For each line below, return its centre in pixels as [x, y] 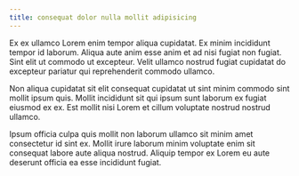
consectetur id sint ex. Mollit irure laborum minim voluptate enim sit [132, 143]
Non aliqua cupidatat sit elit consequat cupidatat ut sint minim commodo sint [149, 88]
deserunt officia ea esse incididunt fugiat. [85, 162]
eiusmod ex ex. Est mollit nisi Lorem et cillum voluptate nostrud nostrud [140, 107]
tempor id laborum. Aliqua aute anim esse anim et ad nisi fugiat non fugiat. [145, 52]
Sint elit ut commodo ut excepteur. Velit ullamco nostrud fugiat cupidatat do [148, 61]
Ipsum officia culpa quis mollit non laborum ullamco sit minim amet [131, 133]
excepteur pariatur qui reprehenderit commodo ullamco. [112, 71]
